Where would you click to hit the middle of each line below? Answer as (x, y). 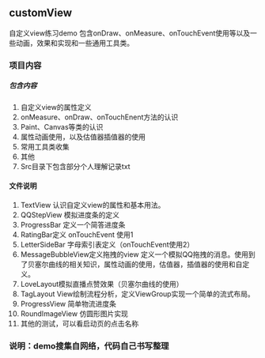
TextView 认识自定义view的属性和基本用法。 (93, 205)
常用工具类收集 (45, 146)
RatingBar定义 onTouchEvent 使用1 (77, 234)
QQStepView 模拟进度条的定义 (70, 215)
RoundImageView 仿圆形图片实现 (74, 313)
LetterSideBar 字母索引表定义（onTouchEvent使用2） (107, 244)
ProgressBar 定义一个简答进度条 (73, 224)
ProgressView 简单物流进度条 (68, 303)
